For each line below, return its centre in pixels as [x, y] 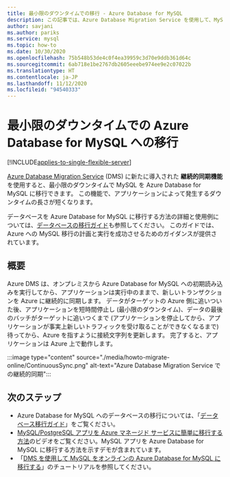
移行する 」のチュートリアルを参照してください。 [86, 467]
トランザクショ [201, 292]
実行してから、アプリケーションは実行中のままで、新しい [100, 292]
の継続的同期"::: [29, 374]
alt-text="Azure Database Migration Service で [155, 365]
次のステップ [34, 398]
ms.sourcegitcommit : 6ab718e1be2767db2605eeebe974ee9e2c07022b [99, 64]
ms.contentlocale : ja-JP [42, 77]
